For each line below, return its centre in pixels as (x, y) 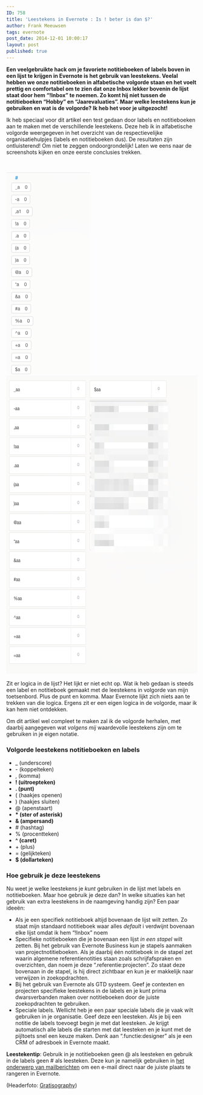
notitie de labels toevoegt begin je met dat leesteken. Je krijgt (92, 1023)
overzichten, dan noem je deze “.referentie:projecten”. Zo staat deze (100, 965)
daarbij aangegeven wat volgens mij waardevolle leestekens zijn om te (94, 727)
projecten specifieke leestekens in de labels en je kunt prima (91, 991)
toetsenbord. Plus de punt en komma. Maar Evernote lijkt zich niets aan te (98, 696)
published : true (27, 52)
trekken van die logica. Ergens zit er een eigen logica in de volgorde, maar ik (102, 702)
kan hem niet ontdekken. (37, 709)
